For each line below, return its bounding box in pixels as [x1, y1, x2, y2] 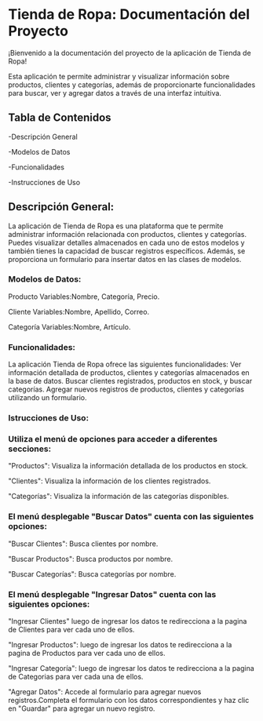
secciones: [8, 443, 52, 454]
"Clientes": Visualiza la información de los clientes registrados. [8, 476, 211, 486]
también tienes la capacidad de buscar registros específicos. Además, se [8, 246, 246, 256]
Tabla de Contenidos [8, 111, 111, 125]
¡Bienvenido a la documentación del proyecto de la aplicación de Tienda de [8, 48, 251, 57]
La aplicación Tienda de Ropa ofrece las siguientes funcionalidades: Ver [8, 359, 242, 370]
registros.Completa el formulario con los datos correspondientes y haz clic [8, 695, 250, 705]
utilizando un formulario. [8, 393, 87, 402]
